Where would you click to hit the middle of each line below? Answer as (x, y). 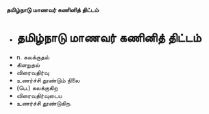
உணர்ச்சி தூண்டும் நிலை (48, 80)
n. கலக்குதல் (33, 57)
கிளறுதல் (28, 65)
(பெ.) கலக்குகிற (37, 87)
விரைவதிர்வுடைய (39, 96)
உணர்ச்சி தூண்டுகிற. (44, 103)
